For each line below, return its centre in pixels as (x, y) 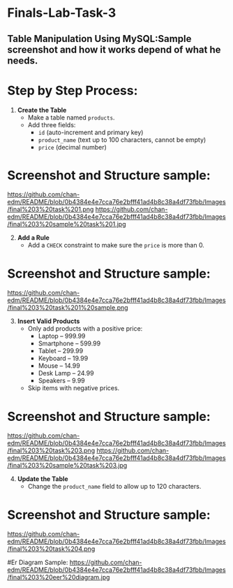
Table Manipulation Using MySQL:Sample (99, 39)
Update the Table (43, 479)
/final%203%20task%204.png (51, 549)
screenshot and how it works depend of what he (114, 49)
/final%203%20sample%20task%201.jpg (67, 224)
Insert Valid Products (48, 321)
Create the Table (42, 110)
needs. (23, 60)
